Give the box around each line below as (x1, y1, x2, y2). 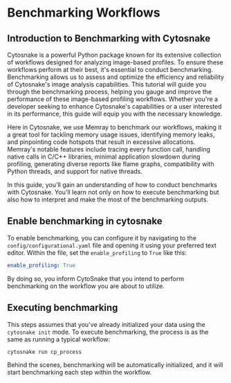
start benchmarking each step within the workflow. (7, 368, 152, 377)
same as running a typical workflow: (7, 335, 111, 344)
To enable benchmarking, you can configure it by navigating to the (7, 233, 197, 242)
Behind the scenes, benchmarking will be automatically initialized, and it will (7, 361, 223, 369)
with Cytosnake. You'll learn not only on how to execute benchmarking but (7, 188, 219, 196)
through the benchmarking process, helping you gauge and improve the (7, 88, 212, 96)
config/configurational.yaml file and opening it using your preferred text (7, 241, 216, 249)
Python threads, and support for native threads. (7, 168, 143, 175)
